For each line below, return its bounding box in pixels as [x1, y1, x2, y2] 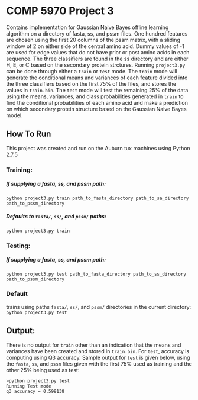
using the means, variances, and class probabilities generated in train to [6, 93, 184, 100]
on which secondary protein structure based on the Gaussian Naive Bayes [6, 105, 187, 112]
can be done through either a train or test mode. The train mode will [6, 67, 177, 75]
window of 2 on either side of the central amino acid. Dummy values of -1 [6, 43, 184, 50]
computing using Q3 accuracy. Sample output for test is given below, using [6, 354, 190, 361]
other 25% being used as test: [6, 366, 80, 373]
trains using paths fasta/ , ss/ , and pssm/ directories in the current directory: [6, 303, 191, 310]
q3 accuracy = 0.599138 [6, 388, 65, 394]
